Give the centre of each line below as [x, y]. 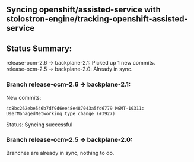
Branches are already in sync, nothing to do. [60, 153]
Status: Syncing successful [39, 125]
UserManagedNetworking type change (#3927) [61, 113]
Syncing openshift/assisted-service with [84, 10]
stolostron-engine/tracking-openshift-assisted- [97, 19]
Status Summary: [39, 48]
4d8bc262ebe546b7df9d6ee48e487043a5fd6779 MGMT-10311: [75, 108]
